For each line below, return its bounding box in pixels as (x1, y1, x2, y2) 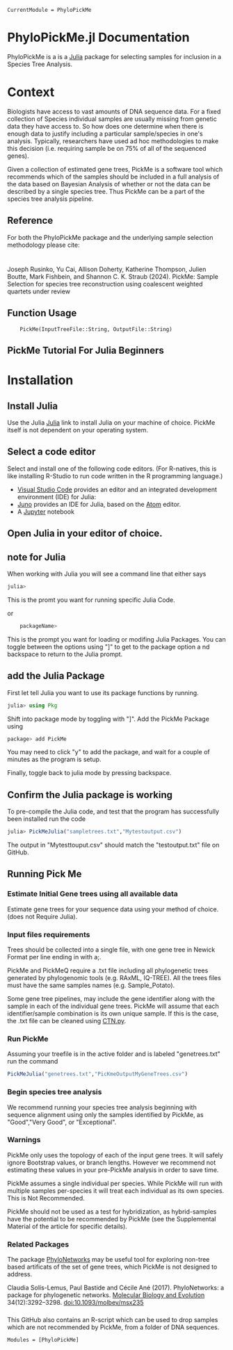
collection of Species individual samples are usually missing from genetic (7, 115, 217, 123)
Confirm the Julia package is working (7, 789, 172, 801)
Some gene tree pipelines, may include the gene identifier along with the (7, 995, 216, 1003)
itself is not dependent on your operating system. (7, 426, 148, 434)
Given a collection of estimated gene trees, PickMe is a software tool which (7, 165, 223, 173)
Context (7, 84, 55, 100)
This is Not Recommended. (7, 1194, 85, 1202)
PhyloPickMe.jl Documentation (7, 30, 190, 45)
